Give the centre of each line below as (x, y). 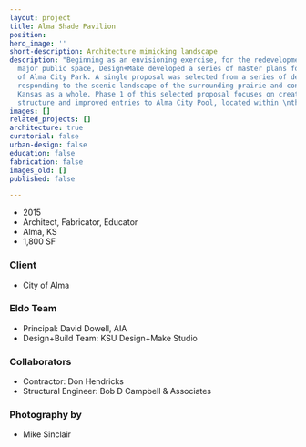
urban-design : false (49, 145)
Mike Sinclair (46, 434)
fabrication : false (46, 162)
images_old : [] (38, 170)
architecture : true (46, 128)
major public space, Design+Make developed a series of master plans (152, 69)
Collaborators (41, 361)
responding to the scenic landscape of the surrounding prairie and (150, 86)
